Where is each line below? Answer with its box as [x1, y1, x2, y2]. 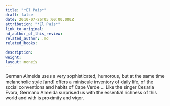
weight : [5, 55, 22, 60]
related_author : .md [5, 36, 50, 41]
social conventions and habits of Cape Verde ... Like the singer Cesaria [5, 84, 154, 90]
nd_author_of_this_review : [5, 31, 63, 36]
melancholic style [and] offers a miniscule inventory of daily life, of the [5, 78, 154, 85]
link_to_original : [5, 26, 44, 32]
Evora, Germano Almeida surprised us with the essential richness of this [5, 90, 157, 96]
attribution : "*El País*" [5, 21, 60, 27]
